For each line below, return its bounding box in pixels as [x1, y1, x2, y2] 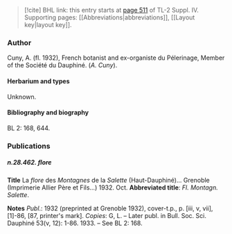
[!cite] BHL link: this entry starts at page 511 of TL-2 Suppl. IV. [24, 6, 199, 14]
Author [7, 37, 32, 47]
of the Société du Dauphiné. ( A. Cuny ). [7, 61, 118, 69]
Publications [7, 141, 51, 151]
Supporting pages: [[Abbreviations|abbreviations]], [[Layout [24, 13, 195, 22]
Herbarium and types [7, 76, 71, 85]
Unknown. [7, 92, 37, 101]
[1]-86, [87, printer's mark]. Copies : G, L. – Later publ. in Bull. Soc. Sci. [7, 211, 206, 219]
